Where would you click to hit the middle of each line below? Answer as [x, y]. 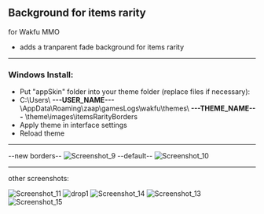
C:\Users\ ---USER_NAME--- [67, 100]
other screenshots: [38, 179]
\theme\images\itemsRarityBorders [81, 117]
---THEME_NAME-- [224, 108]
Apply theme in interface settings [73, 125]
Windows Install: [41, 74]
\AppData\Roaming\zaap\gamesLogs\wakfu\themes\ [104, 108]
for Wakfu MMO [34, 31]
